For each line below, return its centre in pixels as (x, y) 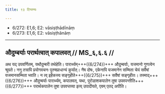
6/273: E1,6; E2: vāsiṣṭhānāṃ (41, 33)
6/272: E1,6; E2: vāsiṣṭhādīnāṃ (43, 28)
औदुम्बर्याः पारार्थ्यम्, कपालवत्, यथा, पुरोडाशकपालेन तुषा (75, 81)
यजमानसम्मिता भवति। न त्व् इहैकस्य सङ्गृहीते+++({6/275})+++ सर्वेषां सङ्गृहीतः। (72, 75)
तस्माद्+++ (149, 75)
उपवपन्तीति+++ (131, 81)
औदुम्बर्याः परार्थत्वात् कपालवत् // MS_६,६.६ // (60, 53)
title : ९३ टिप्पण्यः (21, 9)
